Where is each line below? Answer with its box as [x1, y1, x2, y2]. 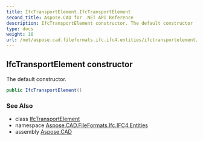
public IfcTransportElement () [6, 87, 83, 93]
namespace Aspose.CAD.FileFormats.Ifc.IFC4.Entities [14, 122, 148, 129]
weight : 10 [6, 31, 34, 38]
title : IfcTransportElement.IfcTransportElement [6, 8, 131, 15]
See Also [6, 101, 33, 110]
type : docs [6, 25, 34, 32]
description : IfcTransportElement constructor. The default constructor [6, 20, 193, 26]
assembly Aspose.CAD [14, 128, 72, 135]
